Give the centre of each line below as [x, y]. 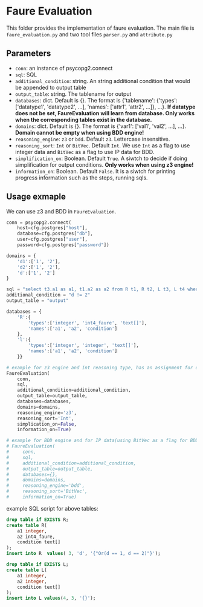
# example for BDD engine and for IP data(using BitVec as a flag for [97, 441]
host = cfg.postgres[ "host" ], [52, 228]
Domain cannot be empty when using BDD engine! [79, 132]
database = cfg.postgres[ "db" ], [55, 234]
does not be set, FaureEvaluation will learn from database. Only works [105, 113]
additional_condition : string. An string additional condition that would [102, 81]
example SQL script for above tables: [52, 508]
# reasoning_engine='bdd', [46, 486]
